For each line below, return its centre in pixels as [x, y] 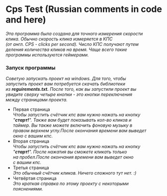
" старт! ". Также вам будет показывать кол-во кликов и [72, 120]
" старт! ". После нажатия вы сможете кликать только [70, 152]
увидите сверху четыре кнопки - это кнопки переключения [69, 95]
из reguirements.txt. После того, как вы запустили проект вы [71, 89]
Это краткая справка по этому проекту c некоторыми [71, 184]
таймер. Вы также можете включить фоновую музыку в [73, 125]
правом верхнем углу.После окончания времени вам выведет [80, 131]
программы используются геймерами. [47, 55]
